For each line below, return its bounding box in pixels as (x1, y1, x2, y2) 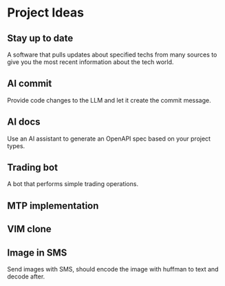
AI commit (7, 78, 52, 90)
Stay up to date (7, 32, 74, 44)
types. (7, 141, 25, 150)
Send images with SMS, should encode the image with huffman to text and (7, 265, 219, 274)
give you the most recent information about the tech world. (7, 58, 174, 66)
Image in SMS (7, 247, 67, 258)
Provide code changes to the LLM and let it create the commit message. (7, 96, 211, 104)
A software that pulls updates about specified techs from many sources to (7, 50, 217, 59)
